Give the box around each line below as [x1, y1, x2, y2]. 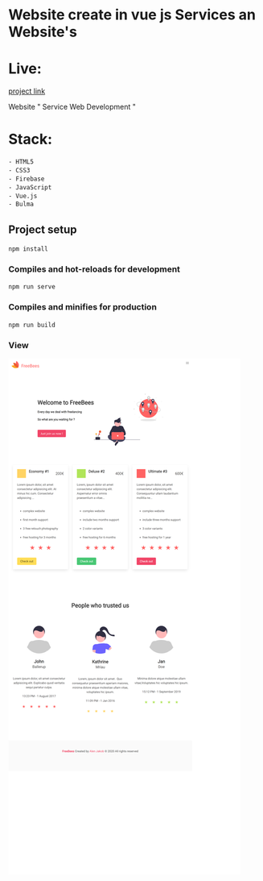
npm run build [8, 321, 56, 329]
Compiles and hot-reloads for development [8, 264, 181, 275]
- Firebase [8, 175, 45, 183]
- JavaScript [8, 183, 52, 191]
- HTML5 [8, 158, 35, 166]
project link [8, 86, 46, 96]
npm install [8, 245, 48, 253]
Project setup [8, 222, 78, 236]
